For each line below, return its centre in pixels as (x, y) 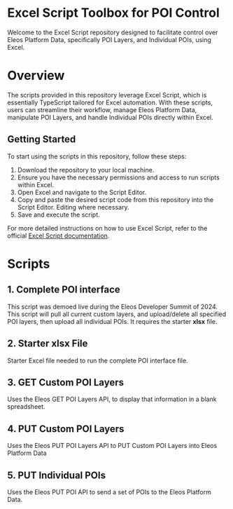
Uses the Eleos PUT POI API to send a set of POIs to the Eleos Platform (109, 491)
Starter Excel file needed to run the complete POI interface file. (98, 360)
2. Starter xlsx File (48, 344)
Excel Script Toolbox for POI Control (114, 13)
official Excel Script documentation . (58, 236)
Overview (36, 76)
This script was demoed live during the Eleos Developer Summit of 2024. (113, 306)
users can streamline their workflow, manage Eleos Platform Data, (102, 109)
